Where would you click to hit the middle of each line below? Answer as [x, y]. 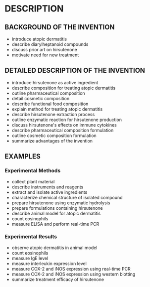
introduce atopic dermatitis [39, 39]
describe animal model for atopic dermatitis [56, 213]
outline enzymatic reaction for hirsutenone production [67, 120]
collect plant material [33, 181]
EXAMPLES [23, 157]
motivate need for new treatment [45, 55]
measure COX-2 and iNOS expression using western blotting [74, 274]
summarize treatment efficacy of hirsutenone [58, 279]
